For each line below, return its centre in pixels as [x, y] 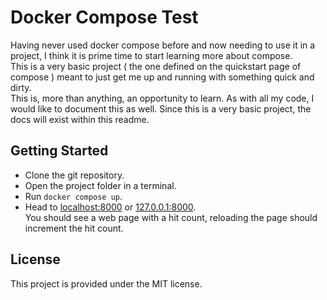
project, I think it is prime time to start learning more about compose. [151, 55]
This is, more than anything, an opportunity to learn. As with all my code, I [162, 98]
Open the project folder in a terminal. [100, 185]
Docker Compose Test [104, 17]
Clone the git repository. [74, 175]
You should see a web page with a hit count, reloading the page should [171, 217]
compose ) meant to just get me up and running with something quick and [162, 77]
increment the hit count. [74, 228]
